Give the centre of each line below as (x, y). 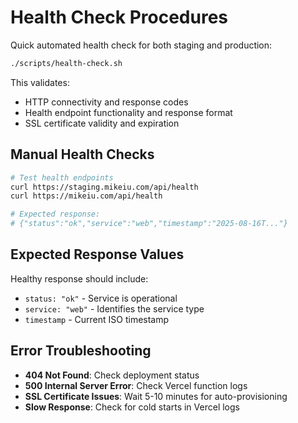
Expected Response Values (97, 254)
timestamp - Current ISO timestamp (97, 319)
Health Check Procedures (119, 17)
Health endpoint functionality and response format (128, 112)
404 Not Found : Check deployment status (112, 375)
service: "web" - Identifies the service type (114, 308)
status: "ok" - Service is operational (101, 298)
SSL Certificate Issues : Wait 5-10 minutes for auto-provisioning (156, 396)
